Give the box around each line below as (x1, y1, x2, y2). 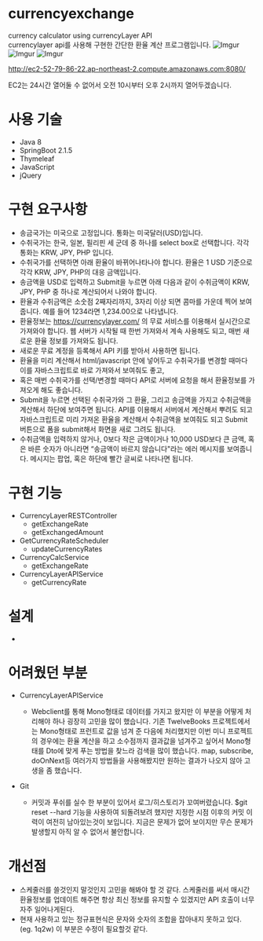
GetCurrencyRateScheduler (19, 536, 109, 545)
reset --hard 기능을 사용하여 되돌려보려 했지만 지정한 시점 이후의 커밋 (31, 807, 245, 817)
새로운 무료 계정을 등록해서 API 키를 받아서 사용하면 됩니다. (19, 346, 200, 355)
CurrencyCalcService (19, 552, 89, 562)
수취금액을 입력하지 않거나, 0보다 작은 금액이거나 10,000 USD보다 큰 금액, (19, 434, 247, 444)
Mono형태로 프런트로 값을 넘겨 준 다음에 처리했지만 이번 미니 (39, 726, 226, 735)
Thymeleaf (19, 154, 55, 163)
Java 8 (19, 137, 42, 146)
